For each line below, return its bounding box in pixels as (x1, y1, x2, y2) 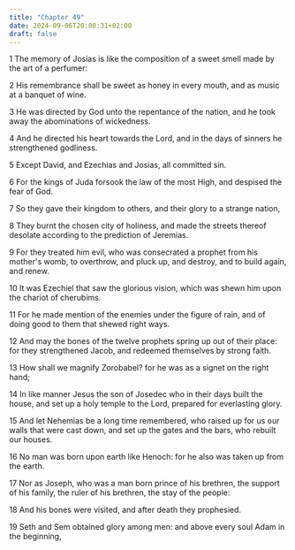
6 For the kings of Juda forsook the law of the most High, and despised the (9, 177, 283, 187)
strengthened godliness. (9, 142, 98, 153)
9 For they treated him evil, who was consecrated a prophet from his (9, 247, 259, 257)
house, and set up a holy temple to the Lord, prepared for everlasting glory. (9, 399, 283, 409)
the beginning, (9, 531, 62, 542)
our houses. (9, 434, 53, 445)
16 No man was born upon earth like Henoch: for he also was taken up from (9, 452, 284, 462)
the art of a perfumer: (9, 63, 88, 73)
